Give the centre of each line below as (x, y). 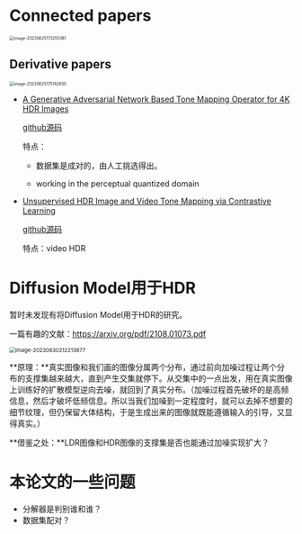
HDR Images (45, 108)
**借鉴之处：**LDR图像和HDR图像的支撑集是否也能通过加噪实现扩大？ (139, 442)
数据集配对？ (46, 520)
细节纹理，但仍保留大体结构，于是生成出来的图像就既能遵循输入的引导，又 (147, 412)
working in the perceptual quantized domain (117, 183)
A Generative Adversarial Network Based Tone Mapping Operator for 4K (156, 99)
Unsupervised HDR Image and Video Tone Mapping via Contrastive (147, 201)
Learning (39, 210)
